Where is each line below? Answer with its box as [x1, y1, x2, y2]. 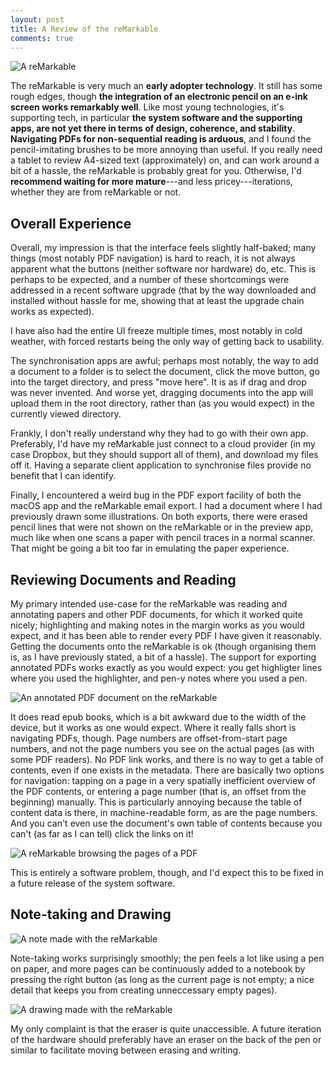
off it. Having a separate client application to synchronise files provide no [10, 459, 312, 471]
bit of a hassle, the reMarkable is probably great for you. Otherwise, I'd [10, 165, 302, 177]
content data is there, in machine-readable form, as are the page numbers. [10, 807, 318, 818]
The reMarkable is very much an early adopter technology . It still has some [10, 80, 323, 92]
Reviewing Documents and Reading [10, 571, 237, 588]
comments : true [10, 33, 74, 43]
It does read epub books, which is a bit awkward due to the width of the [10, 711, 307, 723]
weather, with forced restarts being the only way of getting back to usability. [10, 336, 325, 348]
